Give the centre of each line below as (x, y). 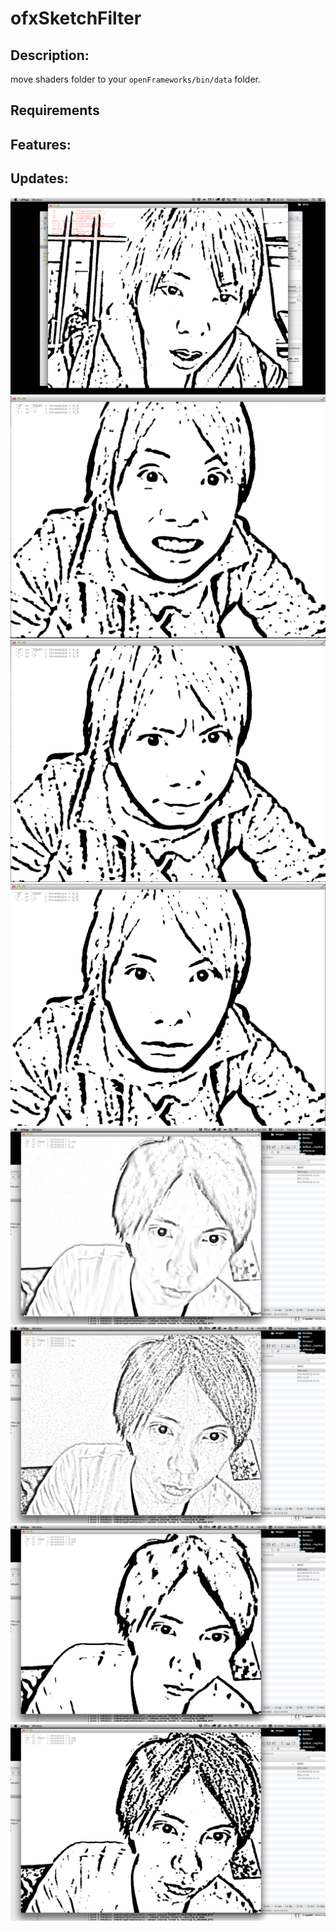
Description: (50, 55)
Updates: (39, 178)
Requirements (55, 110)
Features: (41, 144)
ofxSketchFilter (76, 18)
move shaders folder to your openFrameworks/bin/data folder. (136, 79)
